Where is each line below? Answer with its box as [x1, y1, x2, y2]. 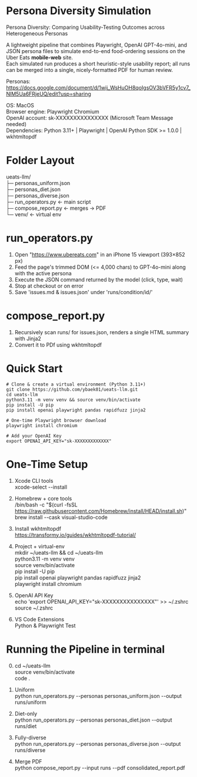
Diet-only [14, 710, 38, 717]
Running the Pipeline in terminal [6, 643, 165, 656]
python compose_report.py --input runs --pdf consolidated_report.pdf [14, 764, 185, 771]
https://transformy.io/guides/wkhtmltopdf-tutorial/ [14, 531, 136, 538]
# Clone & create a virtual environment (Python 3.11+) [6, 381, 146, 387]
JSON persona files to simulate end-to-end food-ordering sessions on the [6, 47, 185, 54]
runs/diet [14, 722, 37, 729]
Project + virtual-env [14, 542, 65, 549]
